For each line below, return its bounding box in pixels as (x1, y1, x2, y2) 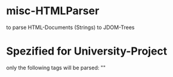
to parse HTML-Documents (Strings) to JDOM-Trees (6, 24, 135, 31)
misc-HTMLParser (6, 4, 100, 18)
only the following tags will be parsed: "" (6, 64, 106, 71)
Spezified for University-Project (6, 44, 168, 58)
